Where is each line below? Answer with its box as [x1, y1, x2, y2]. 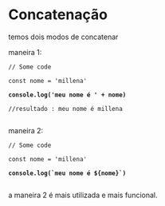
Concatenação [8, 6, 108, 24]
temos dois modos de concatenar [8, 32, 119, 42]
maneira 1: [8, 47, 42, 57]
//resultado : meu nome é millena [8, 105, 124, 113]
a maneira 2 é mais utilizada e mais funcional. [8, 190, 158, 200]
